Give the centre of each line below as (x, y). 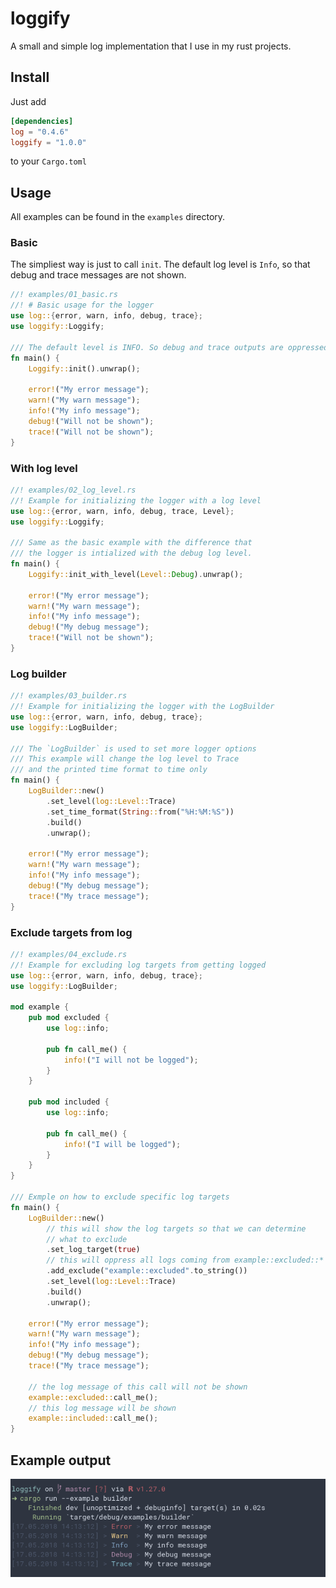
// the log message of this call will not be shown (138, 1387)
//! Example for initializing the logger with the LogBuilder (142, 707)
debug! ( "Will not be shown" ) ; (91, 421)
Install (30, 77)
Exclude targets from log (71, 932)
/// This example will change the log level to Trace (125, 759)
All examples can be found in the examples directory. (118, 217)
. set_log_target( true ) (93, 1250)
